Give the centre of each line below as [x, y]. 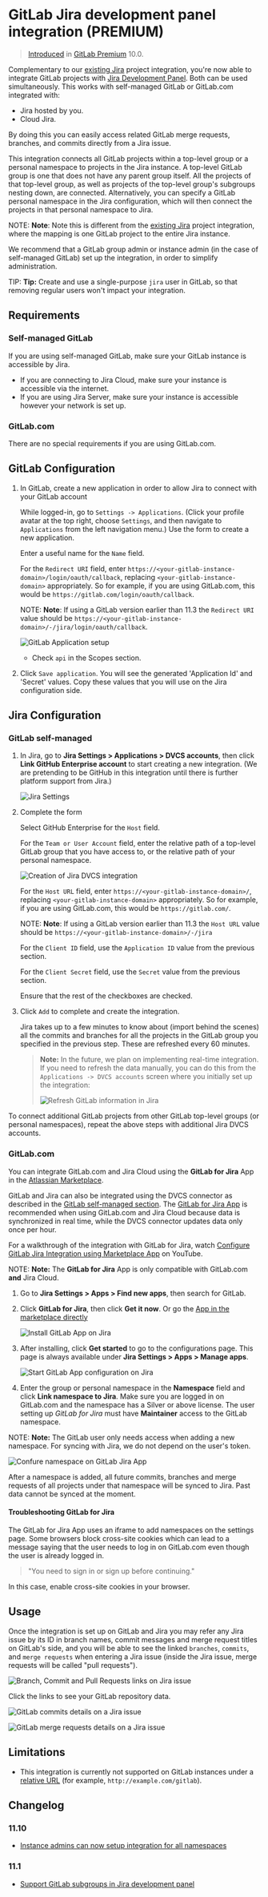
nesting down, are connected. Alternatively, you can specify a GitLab [122, 192]
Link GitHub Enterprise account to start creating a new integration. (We [138, 764]
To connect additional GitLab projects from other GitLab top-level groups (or [134, 1116]
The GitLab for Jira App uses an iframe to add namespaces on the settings [131, 1530]
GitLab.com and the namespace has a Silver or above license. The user [137, 1404]
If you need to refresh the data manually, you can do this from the [148, 1068]
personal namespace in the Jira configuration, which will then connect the [130, 201]
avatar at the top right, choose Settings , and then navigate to [121, 520]
